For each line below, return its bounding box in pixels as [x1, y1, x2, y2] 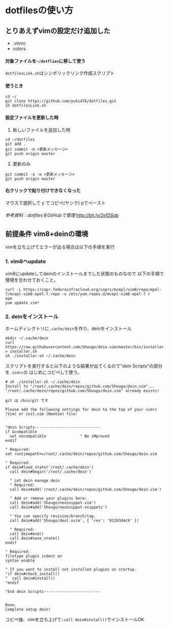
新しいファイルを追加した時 [12, 126, 71, 133]
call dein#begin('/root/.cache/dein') [10, 469, 92, 475]
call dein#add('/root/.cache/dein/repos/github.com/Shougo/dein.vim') [10, 487, 162, 492]
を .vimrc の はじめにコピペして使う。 [5, 369, 82, 376]
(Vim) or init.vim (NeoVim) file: [5, 412, 78, 417]
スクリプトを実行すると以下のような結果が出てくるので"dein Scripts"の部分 [5, 363, 163, 369]
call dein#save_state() [10, 536, 60, 541]
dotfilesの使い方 [5, 5, 74, 16]
